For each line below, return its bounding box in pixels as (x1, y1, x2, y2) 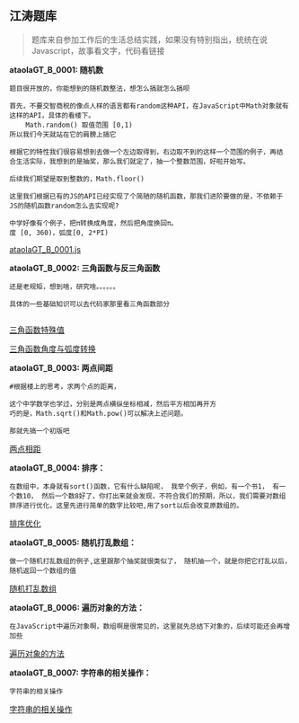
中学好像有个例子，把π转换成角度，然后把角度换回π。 (9, 218, 178, 227)
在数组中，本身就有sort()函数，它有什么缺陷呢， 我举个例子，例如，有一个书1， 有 (9, 481, 280, 491)
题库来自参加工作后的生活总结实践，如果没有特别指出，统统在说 (31, 34, 268, 45)
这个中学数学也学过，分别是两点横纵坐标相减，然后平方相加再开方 (9, 399, 217, 409)
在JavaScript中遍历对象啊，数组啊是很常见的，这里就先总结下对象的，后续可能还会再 (9, 622, 284, 630)
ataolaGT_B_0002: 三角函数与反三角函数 (9, 262, 161, 273)
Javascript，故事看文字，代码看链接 (31, 45, 165, 56)
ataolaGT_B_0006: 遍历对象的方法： (9, 602, 145, 613)
